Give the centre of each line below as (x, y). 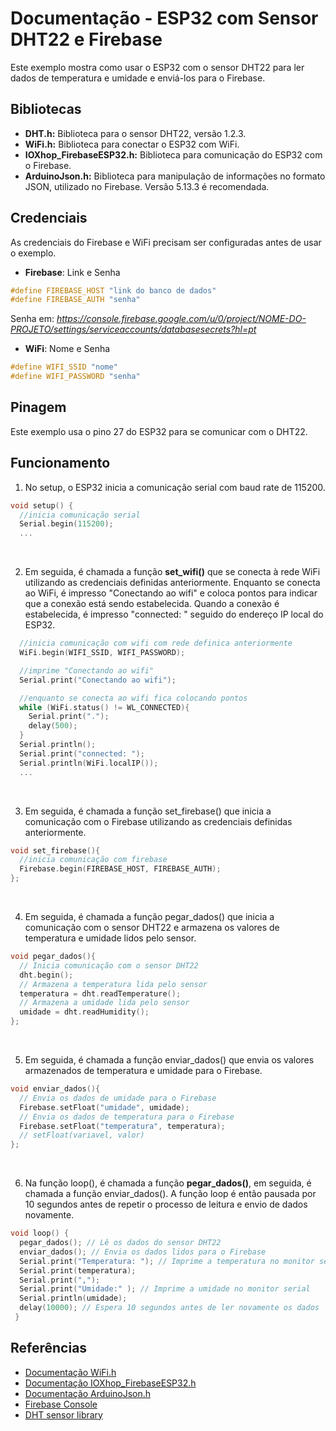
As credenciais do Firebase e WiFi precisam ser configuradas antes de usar (166, 242)
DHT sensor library (63, 1414)
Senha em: (32, 319)
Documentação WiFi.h (70, 1372)
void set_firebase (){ (55, 850)
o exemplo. (33, 253)
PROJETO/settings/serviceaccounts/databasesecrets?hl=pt (133, 329)
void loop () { (40, 1233)
